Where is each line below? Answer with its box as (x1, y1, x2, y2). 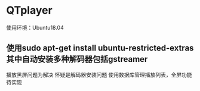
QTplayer (6, 4, 53, 17)
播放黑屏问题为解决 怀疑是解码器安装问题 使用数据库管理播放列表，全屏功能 (6, 71, 192, 78)
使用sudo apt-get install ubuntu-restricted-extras (6, 43, 194, 54)
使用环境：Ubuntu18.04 (6, 24, 64, 31)
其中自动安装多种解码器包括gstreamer (6, 54, 148, 64)
